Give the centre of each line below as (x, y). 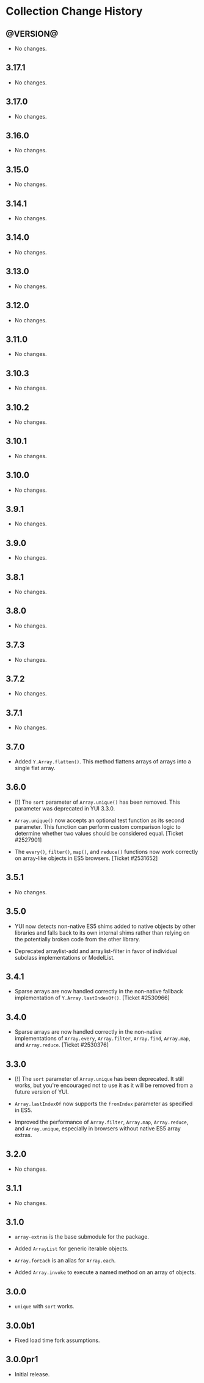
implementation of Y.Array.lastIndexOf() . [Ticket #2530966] (92, 998)
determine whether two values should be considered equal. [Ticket (99, 833)
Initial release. (32, 1374)
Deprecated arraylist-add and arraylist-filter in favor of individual (96, 951)
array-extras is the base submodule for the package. (82, 1237)
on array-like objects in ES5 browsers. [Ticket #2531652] (86, 858)
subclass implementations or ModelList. (65, 957)
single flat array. (35, 768)
